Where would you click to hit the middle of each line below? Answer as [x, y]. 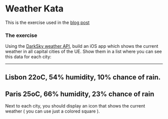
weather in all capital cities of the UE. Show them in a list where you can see [83, 52]
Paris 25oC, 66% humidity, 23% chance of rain [80, 94]
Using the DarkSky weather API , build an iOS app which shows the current [82, 46]
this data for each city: [28, 57]
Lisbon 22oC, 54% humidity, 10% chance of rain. [83, 77]
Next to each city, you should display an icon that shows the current [75, 106]
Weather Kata [34, 9]
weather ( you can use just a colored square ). [52, 111]
